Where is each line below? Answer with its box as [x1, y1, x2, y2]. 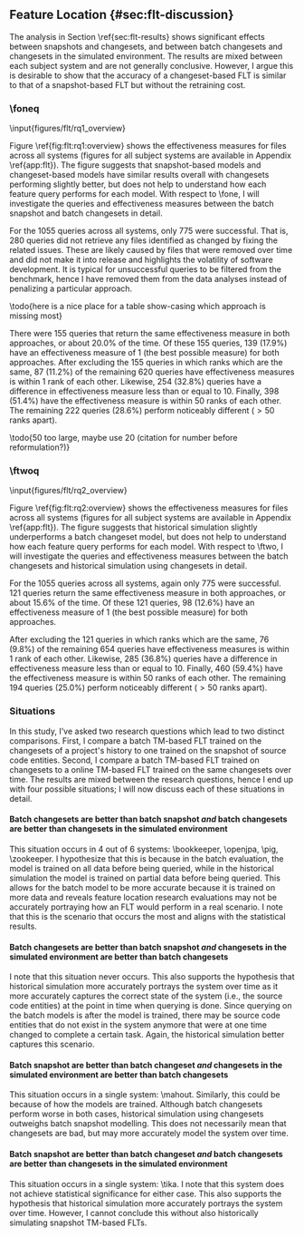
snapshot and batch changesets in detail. [9, 208, 163, 219]
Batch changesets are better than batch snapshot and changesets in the [9, 941, 288, 952]
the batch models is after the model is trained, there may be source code [9, 1010, 280, 1021]
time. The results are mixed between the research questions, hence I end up [9, 774, 294, 784]
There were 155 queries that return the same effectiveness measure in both [9, 328, 290, 339]
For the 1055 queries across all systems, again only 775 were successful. [9, 578, 282, 589]
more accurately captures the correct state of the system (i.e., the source [9, 990, 283, 1001]
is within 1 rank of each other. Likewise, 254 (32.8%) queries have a [9, 376, 262, 387]
